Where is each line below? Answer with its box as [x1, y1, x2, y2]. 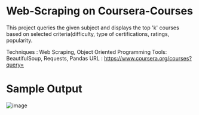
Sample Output [6, 82, 82, 96]
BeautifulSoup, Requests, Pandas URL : [6, 55, 103, 62]
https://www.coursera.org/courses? [103, 55, 192, 62]
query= [6, 61, 25, 68]
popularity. [6, 37, 33, 44]
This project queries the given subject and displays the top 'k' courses [6, 24, 179, 31]
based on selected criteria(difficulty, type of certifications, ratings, [6, 30, 170, 37]
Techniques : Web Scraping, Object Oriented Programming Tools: [6, 48, 167, 55]
